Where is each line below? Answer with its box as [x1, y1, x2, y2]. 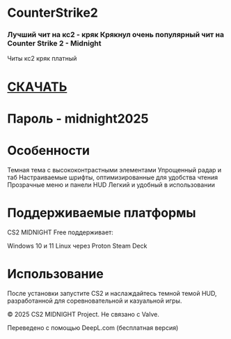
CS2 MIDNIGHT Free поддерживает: [7, 228, 113, 236]
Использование [7, 266, 104, 282]
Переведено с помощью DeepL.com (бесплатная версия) [7, 323, 179, 332]
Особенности [7, 143, 90, 158]
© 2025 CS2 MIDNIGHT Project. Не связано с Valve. [7, 310, 160, 318]
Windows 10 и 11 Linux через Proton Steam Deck [7, 241, 148, 250]
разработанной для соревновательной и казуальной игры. [7, 296, 182, 305]
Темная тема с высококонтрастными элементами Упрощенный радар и [7, 165, 222, 174]
